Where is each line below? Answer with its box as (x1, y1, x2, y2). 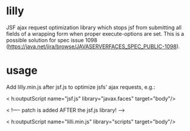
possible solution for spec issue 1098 (6, 36, 98, 43)
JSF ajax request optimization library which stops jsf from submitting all (6, 24, 182, 31)
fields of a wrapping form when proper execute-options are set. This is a (6, 30, 185, 37)
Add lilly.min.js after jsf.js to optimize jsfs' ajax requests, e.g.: (6, 83, 155, 91)
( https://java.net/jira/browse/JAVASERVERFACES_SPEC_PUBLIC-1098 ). (6, 43, 180, 50)
